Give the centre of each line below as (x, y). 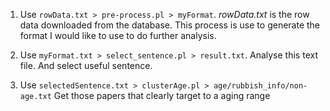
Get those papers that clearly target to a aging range (162, 95)
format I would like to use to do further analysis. (118, 35)
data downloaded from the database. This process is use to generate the (170, 25)
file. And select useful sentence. (86, 65)
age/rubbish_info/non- (260, 86)
